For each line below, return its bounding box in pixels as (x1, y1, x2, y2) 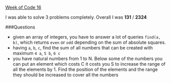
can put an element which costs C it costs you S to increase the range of (12, 61, 166, 67)
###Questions (5, 24, 36, 30)
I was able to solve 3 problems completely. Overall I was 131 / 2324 (5, 14, 147, 20)
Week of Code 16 (5, 5, 42, 10)
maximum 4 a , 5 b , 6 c (12, 50, 61, 56)
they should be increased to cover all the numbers (12, 72, 118, 78)
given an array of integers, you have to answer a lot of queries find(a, (12, 34, 161, 40)
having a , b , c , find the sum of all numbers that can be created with (12, 45, 153, 50)
